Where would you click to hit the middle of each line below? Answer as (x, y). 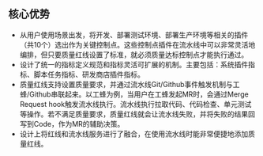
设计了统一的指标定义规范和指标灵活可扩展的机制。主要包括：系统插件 (134, 64)
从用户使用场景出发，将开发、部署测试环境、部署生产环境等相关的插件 (134, 35)
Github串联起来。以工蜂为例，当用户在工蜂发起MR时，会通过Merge (139, 94)
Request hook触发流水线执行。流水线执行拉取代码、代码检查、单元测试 (135, 104)
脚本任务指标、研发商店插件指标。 (89, 74)
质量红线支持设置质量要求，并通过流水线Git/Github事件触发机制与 (126, 84)
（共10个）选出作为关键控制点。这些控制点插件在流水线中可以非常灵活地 (137, 44)
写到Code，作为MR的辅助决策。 (72, 124)
